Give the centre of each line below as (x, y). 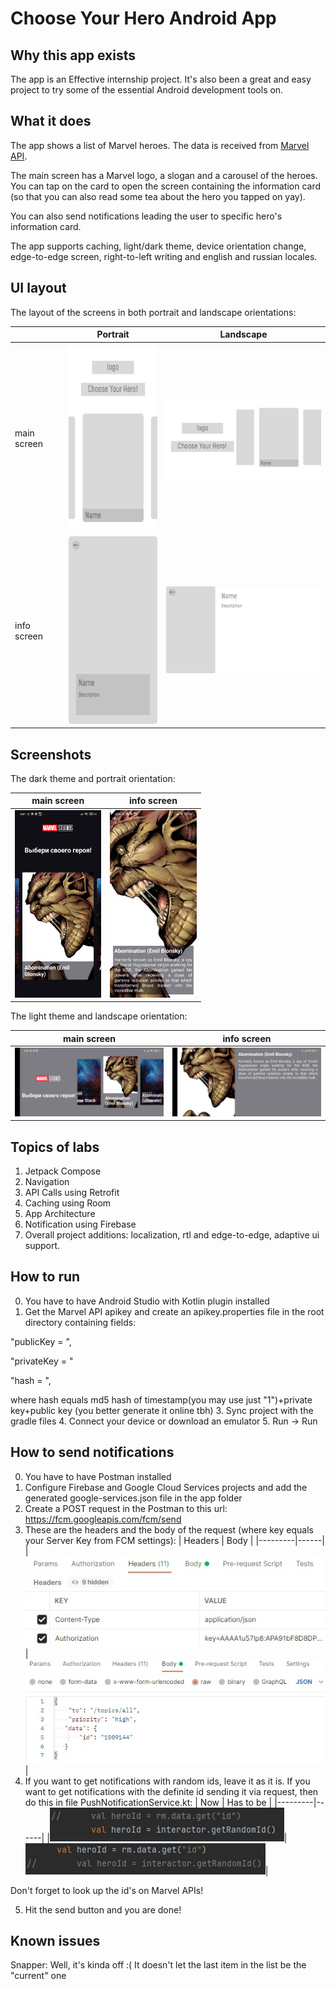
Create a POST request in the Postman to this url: (126, 1508)
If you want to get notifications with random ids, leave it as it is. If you (167, 1781)
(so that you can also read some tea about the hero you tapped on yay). (158, 196)
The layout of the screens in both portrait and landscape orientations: (153, 312)
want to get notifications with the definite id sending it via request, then (171, 1791)
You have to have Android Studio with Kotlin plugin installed (147, 1301)
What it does (51, 121)
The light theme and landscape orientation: (99, 1016)
